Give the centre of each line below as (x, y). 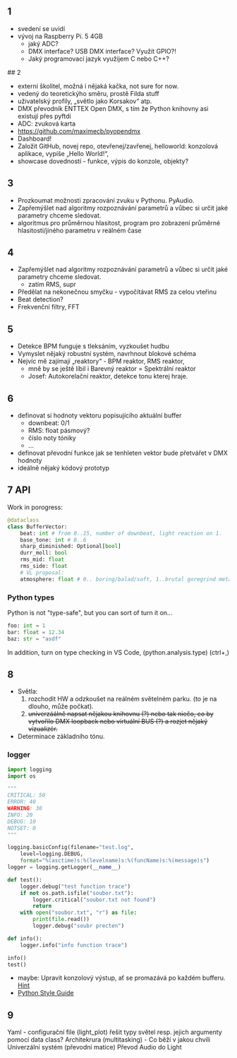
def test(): (25, 880)
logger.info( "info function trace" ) (74, 945)
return (42, 906)
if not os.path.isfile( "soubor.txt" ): (77, 893)
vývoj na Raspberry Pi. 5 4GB (60, 36)
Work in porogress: (35, 507)
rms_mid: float (42, 560)
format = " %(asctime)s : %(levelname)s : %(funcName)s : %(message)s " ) (115, 861)
